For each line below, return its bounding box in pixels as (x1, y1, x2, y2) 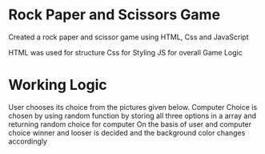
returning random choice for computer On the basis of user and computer (8, 119, 252, 129)
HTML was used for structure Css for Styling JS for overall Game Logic (8, 47, 243, 57)
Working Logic (8, 76, 108, 94)
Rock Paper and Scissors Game (8, 6, 221, 24)
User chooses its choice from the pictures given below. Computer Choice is (8, 102, 258, 111)
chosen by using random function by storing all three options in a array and (8, 111, 257, 120)
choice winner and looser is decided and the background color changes (8, 128, 246, 137)
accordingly (8, 136, 48, 146)
